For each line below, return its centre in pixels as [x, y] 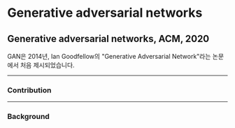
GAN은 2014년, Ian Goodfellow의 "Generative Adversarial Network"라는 [109, 56]
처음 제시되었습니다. [47, 65]
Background [29, 117]
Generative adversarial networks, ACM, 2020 [108, 39]
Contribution [29, 90]
